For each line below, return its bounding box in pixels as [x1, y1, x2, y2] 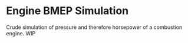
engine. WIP [6, 29, 36, 37]
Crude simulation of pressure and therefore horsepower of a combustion [6, 24, 183, 31]
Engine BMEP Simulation [6, 4, 129, 18]
